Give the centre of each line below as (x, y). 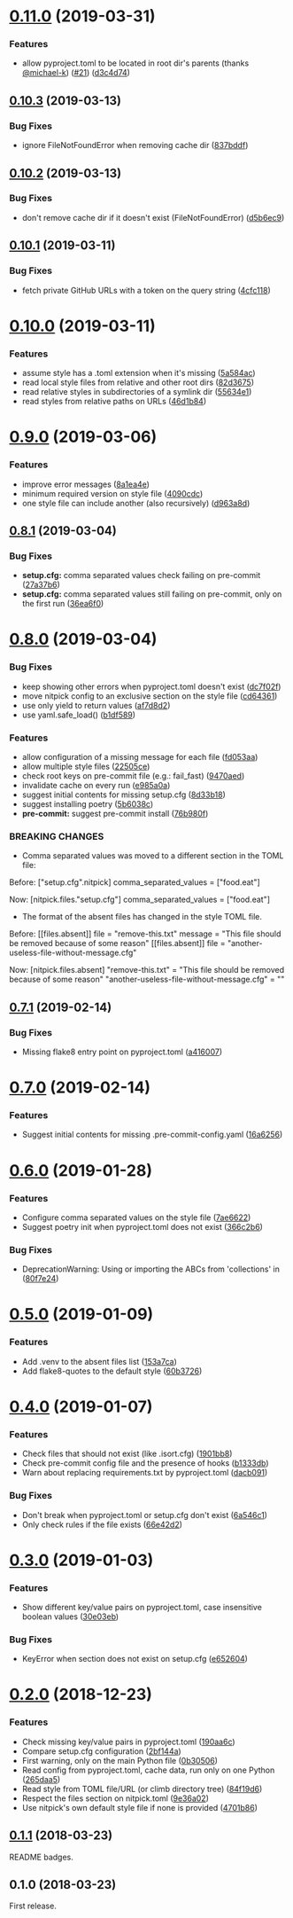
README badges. (41, 1857)
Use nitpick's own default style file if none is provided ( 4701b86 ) (140, 1807)
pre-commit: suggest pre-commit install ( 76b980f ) (115, 813)
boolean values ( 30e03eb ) (70, 1617)
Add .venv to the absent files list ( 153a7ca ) (99, 1361)
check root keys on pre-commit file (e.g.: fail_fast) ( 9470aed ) (133, 775)
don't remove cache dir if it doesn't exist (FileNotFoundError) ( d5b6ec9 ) (153, 217)
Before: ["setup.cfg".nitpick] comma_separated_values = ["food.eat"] (135, 882)
